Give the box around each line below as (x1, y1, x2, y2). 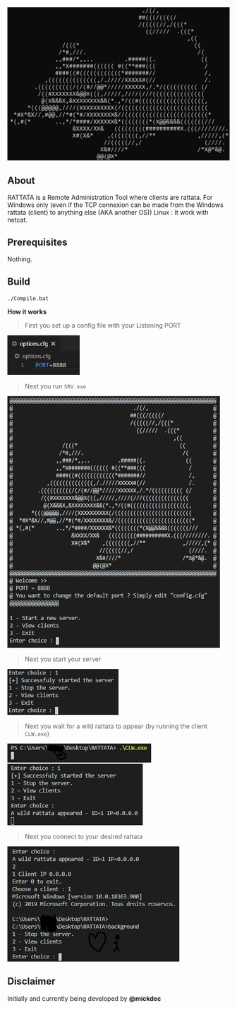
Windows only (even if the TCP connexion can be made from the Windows (7, 201, 224, 209)
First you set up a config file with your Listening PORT (24, 321, 181, 329)
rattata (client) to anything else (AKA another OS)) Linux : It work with (7, 208, 209, 217)
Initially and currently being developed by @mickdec (7, 994, 162, 1002)
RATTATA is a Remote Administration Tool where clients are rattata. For (7, 194, 213, 202)
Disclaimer (7, 975, 56, 987)
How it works (7, 307, 47, 316)
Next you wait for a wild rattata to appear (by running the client (24, 722, 208, 730)
